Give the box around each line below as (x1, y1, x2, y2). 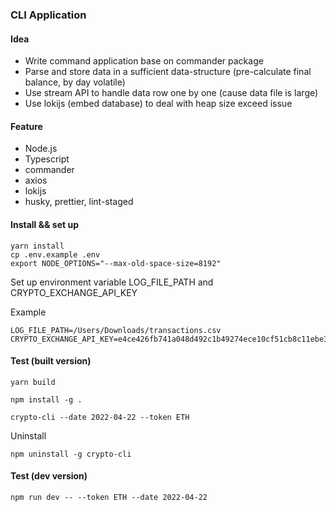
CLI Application (10, 8, 87, 22)
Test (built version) (10, 355, 92, 367)
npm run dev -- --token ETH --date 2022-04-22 (10, 492, 208, 502)
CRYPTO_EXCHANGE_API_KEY (10, 286, 138, 298)
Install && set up (10, 218, 80, 230)
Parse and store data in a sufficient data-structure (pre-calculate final (24, 66, 312, 78)
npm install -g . (10, 394, 83, 405)
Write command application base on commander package (24, 55, 264, 67)
